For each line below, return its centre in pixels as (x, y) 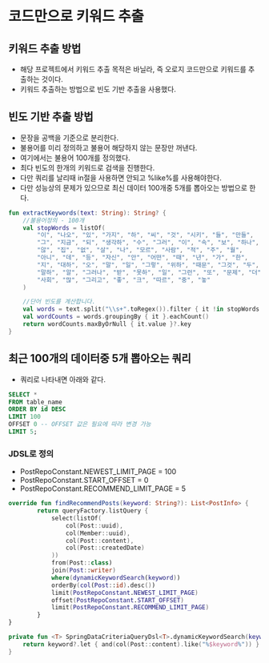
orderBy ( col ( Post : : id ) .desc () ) (103, 585)
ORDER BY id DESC (37, 409)
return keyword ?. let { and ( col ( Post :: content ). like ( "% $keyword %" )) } (141, 644)
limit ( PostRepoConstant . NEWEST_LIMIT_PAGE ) (124, 593)
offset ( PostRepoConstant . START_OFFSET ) (117, 600)
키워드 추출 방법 (45, 48)
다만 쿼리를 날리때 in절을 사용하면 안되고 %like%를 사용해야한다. (120, 178)
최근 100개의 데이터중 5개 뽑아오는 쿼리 (100, 358)
